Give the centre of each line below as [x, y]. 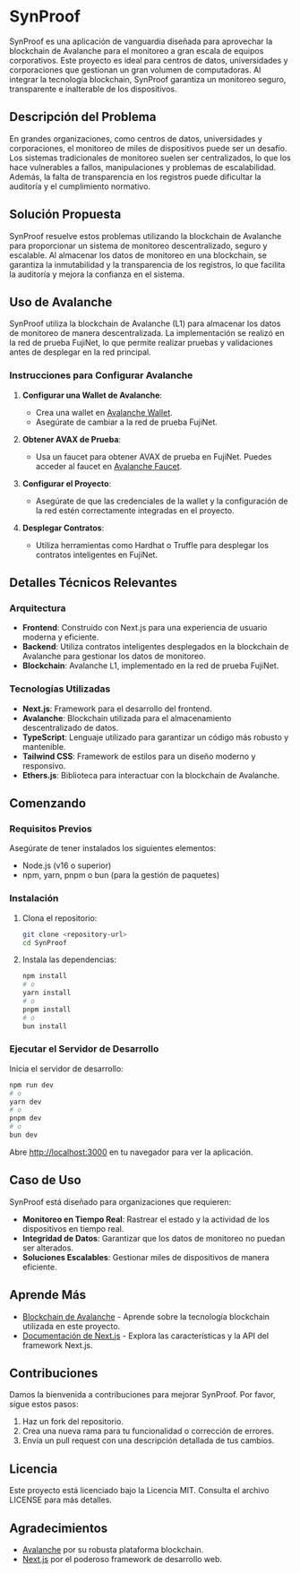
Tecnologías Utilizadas [60, 689]
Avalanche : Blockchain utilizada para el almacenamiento [127, 718]
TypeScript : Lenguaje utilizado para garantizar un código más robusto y [155, 737]
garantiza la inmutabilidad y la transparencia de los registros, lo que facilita [147, 264]
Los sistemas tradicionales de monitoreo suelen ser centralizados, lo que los [150, 158]
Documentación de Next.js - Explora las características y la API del [146, 1336]
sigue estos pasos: [44, 1405]
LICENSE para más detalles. [60, 1500]
